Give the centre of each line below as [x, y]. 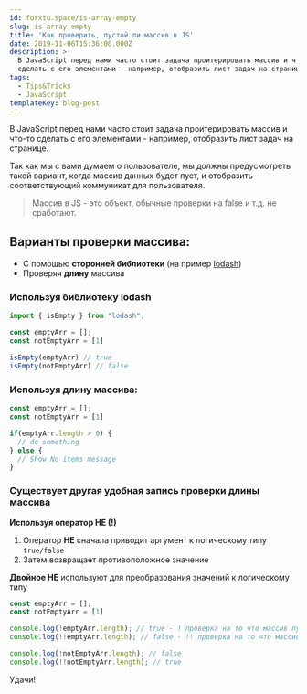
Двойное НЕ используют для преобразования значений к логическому [149, 577]
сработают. [54, 213]
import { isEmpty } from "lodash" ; [77, 316]
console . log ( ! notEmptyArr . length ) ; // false [95, 654]
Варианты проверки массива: [100, 242]
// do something [48, 442]
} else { [26, 450]
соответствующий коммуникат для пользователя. [107, 186]
